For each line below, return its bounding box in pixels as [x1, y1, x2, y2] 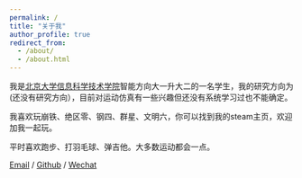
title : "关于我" [9, 22, 67, 31]
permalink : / [9, 13, 59, 22]
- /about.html [17, 55, 70, 64]
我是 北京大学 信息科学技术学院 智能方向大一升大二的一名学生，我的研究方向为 [9, 81, 294, 91]
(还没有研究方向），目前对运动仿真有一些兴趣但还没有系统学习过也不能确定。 [9, 92, 293, 102]
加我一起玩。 [9, 122, 57, 133]
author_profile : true [9, 30, 91, 39]
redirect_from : [9, 38, 67, 48]
